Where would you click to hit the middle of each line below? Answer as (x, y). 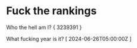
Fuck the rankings (52, 11)
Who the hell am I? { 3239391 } (44, 27)
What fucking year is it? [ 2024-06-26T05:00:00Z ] (69, 39)
